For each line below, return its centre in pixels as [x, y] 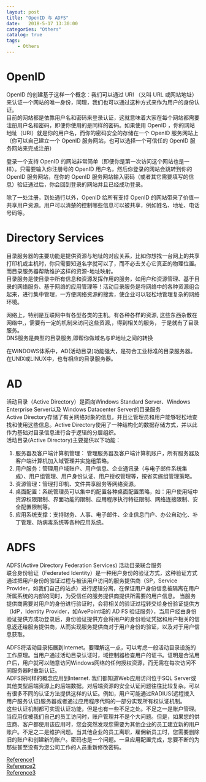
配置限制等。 [37, 507]
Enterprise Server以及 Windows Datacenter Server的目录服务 [84, 409]
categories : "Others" [34, 29]
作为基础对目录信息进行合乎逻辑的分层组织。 [63, 432]
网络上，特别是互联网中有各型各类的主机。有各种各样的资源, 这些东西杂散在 [102, 315]
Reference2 [21, 766]
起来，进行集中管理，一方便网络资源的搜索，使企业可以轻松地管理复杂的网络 [103, 294]
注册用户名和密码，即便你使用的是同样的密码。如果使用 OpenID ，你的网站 [101, 125]
